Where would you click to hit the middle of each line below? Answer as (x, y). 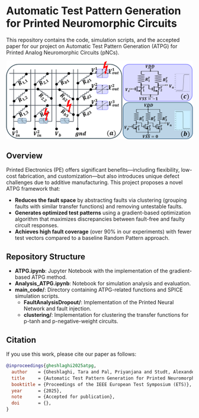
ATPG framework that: (33, 189)
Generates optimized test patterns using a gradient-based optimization (103, 213)
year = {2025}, (37, 391)
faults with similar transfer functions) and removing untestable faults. (99, 207)
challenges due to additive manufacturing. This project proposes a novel (94, 182)
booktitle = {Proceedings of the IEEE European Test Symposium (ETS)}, (102, 384)
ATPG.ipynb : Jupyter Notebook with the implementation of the (91, 271)
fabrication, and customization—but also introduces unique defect (99, 176)
